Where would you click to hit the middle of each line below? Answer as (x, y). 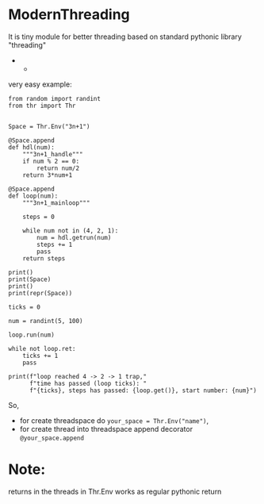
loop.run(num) (32, 335)
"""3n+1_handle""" (53, 154)
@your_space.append (52, 438)
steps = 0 (39, 217)
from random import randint (55, 98)
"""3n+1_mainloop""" (56, 203)
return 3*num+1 (48, 175)
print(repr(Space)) (40, 293)
